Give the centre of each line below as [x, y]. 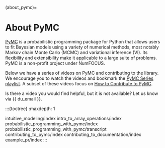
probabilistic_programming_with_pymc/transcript [56, 129]
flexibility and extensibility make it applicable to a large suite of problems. [81, 58]
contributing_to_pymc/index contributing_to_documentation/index [73, 134]
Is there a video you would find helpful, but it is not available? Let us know [82, 93]
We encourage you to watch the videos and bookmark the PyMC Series [79, 78]
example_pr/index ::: [26, 140]
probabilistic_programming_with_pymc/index [52, 124]
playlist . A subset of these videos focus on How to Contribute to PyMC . [79, 83]
